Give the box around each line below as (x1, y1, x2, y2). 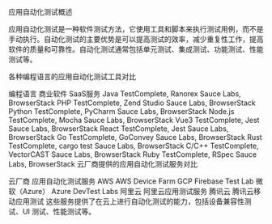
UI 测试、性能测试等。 (22, 207, 96, 216)
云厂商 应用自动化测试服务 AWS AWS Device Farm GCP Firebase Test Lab (8, 176, 254, 186)
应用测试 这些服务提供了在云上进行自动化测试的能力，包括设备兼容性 (15, 197, 244, 206)
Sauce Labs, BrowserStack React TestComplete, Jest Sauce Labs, (8, 124, 229, 133)
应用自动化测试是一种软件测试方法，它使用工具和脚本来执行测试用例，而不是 (8, 24, 264, 34)
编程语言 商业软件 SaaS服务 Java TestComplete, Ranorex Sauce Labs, (8, 89, 241, 99)
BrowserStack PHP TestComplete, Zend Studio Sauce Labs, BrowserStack (8, 98, 257, 108)
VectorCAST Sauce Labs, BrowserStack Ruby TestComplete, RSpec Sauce (8, 150, 257, 159)
